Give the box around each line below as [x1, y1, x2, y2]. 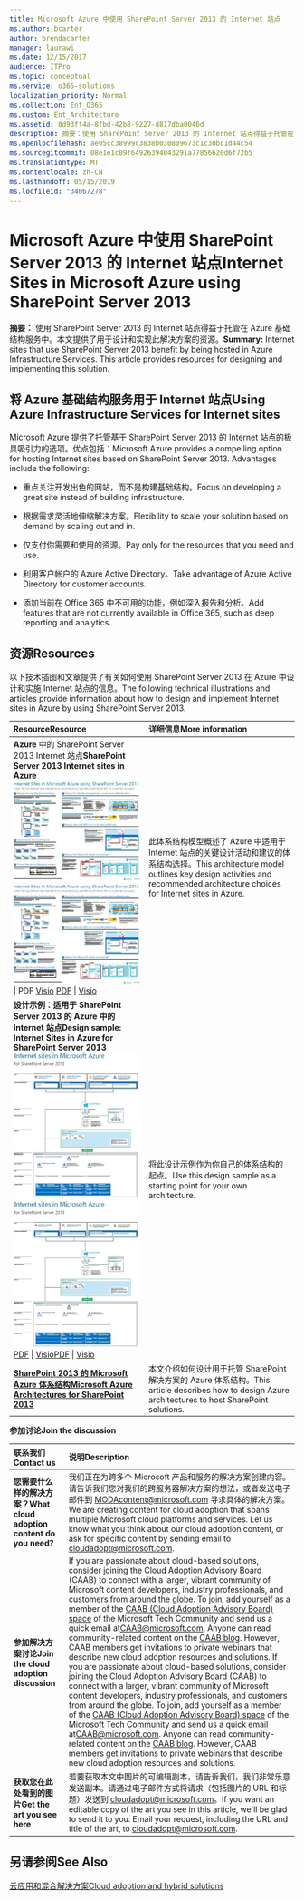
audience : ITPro [9, 63, 71, 72]
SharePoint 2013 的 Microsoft [13, 1368, 128, 1379]
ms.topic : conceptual [9, 73, 91, 82]
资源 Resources [9, 645, 95, 661]
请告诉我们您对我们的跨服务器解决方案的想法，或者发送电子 [68, 1482, 291, 1493]
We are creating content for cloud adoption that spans [68, 1504, 270, 1515]
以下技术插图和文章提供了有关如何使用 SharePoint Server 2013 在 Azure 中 [9, 671, 287, 682]
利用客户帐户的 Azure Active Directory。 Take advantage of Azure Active [22, 568, 292, 579]
